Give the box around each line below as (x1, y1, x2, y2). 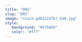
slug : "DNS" (5, 12, 29, 16)
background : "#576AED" (11, 25, 58, 30)
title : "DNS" (5, 7, 32, 12)
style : (5, 20, 19, 26)
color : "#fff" (11, 29, 41, 34)
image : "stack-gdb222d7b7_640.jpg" (5, 16, 78, 21)
